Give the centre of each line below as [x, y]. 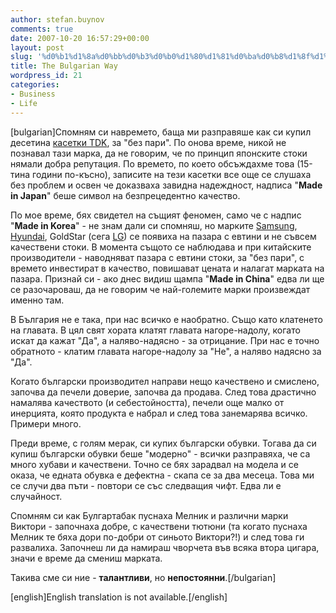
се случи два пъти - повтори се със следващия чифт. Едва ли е [146, 485]
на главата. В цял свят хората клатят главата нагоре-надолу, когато [155, 330]
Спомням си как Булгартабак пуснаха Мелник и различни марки [149, 515]
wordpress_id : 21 [46, 76]
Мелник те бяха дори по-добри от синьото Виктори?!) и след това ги [157, 537]
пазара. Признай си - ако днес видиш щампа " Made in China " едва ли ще [167, 278]
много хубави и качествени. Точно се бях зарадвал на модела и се [154, 464]
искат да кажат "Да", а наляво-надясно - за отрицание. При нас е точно [165, 340]
